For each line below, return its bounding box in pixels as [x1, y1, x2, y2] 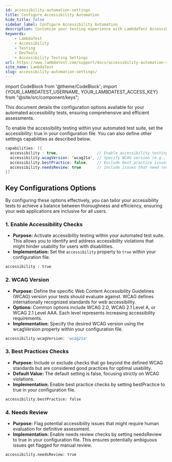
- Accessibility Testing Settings [14, 55, 88, 60]
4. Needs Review [5, 409, 48, 416]
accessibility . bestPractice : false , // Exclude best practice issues [10, 160, 168, 165]
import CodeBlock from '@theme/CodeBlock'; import [5, 83, 117, 90]
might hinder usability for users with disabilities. [12, 244, 114, 250]
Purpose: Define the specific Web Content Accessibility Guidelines [12, 288, 155, 294]
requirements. [12, 315, 42, 321]
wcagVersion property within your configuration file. [12, 326, 123, 332]
